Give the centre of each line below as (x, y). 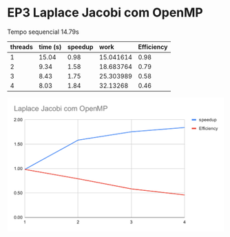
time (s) (50, 47)
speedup (81, 47)
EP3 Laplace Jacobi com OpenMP (105, 13)
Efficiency (153, 47)
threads (21, 47)
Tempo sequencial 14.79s (43, 32)
